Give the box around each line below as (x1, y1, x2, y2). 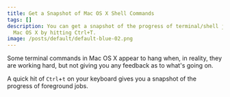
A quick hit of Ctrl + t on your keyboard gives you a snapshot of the (7, 74, 197, 83)
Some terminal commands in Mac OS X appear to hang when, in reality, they (7, 54, 222, 62)
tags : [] (7, 16, 32, 23)
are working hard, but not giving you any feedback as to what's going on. (7, 61, 214, 70)
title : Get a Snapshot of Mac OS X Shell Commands (7, 10, 155, 17)
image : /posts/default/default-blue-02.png (7, 36, 133, 42)
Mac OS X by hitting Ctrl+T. (13, 29, 97, 36)
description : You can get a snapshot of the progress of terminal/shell (7, 23, 219, 29)
